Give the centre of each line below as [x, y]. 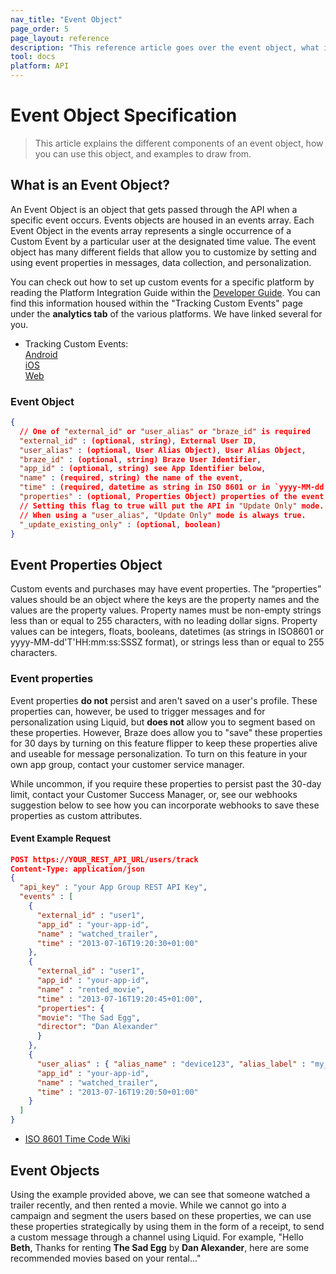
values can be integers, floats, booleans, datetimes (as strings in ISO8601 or [167, 632]
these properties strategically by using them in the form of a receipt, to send [167, 1226]
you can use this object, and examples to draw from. [143, 153]
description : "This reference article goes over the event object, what [165, 47]
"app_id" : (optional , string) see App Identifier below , [143, 469]
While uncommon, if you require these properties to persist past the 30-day [166, 783]
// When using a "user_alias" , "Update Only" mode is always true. [163, 515]
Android [41, 354]
